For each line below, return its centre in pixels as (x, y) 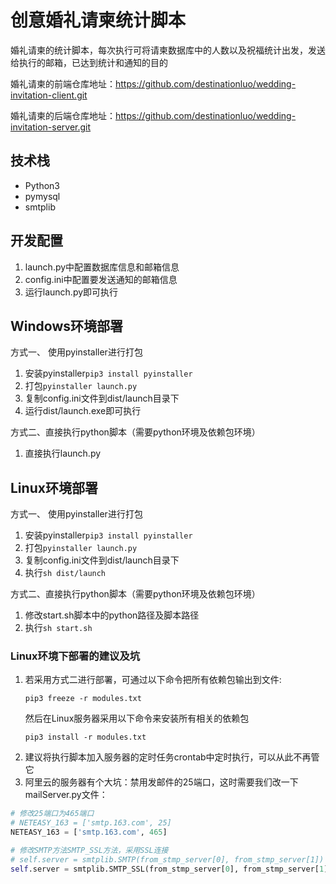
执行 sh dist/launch (65, 573)
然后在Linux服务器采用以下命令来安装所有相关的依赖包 (137, 718)
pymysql (42, 196)
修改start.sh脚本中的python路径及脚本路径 (112, 615)
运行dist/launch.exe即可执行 (83, 411)
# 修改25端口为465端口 (52, 814)
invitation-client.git (49, 95)
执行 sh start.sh (58, 628)
